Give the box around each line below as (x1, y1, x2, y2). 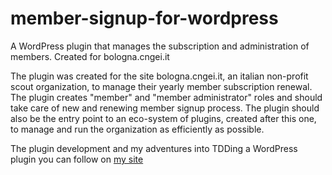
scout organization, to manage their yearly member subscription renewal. (10, 80, 313, 92)
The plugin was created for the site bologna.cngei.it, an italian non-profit (10, 70, 309, 82)
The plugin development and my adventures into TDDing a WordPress (10, 142, 298, 154)
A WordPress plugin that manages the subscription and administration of (10, 40, 310, 52)
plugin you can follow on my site (10, 153, 144, 165)
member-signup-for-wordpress (10, 7, 279, 30)
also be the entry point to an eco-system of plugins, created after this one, (10, 112, 317, 124)
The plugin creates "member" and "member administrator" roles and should (10, 91, 323, 103)
